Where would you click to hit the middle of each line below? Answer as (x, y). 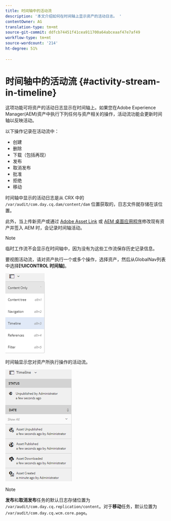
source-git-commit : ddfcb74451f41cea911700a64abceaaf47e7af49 (73, 32)
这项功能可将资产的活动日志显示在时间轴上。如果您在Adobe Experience (81, 107)
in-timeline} (31, 93)
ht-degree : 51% (21, 49)
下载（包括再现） (31, 155)
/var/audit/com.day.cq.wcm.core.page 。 (48, 513)
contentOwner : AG (24, 21)
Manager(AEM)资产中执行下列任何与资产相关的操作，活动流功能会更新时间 (84, 114)
